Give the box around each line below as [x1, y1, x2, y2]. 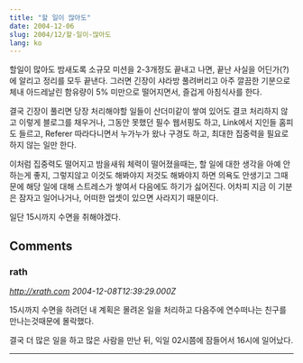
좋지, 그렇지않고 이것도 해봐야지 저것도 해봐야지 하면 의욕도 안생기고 [32, 170, 272, 181]
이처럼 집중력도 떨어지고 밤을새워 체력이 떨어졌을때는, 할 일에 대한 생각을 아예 [9, 159, 281, 169]
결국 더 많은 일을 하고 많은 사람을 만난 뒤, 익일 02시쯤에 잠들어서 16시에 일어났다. [9, 334, 294, 345]
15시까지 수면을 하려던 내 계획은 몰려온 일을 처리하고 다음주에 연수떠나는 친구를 [9, 304, 287, 315]
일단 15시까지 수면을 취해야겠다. [9, 212, 122, 222]
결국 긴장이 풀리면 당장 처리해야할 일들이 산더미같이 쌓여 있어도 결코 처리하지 [9, 105, 280, 117]
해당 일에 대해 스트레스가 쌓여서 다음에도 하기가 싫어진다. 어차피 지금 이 [25, 181, 277, 192]
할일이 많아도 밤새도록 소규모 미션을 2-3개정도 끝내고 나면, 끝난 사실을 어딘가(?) [9, 64, 290, 75]
